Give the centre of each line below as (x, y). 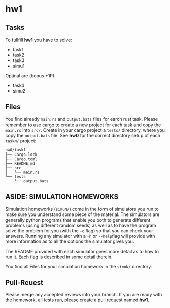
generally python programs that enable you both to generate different (78, 220)
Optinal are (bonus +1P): (30, 76)
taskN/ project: (21, 141)
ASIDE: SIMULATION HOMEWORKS (62, 197)
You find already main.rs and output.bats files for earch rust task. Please (82, 119)
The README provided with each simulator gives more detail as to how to (82, 251)
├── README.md (20, 163)
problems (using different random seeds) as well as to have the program (81, 225)
